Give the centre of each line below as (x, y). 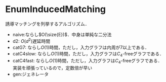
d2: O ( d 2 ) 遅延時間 (31, 40)
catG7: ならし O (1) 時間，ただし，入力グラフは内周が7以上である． (81, 47)
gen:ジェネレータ (31, 74)
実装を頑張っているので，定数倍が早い (52, 68)
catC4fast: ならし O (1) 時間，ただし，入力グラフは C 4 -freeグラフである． (87, 61)
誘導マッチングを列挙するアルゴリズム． (47, 24)
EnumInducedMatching (56, 9)
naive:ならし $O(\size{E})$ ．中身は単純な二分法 (62, 34)
